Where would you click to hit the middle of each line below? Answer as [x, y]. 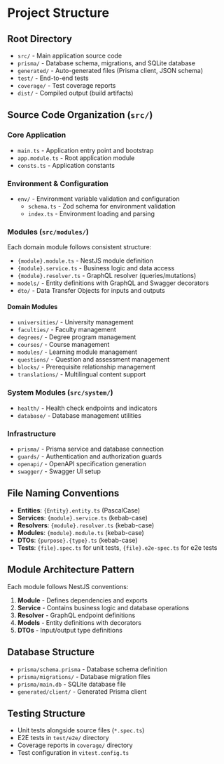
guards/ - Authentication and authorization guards [90, 456]
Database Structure [51, 652]
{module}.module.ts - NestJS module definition [85, 261]
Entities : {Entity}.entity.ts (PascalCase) [79, 510]
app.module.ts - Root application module [76, 158]
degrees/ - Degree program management [77, 337]
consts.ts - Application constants [66, 165]
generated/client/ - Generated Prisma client [82, 691]
